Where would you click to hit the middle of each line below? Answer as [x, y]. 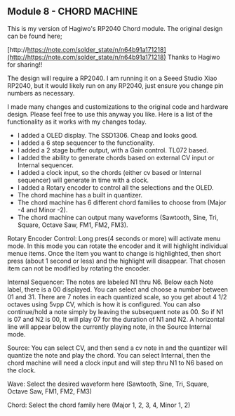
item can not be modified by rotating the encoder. [79, 268]
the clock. [22, 370]
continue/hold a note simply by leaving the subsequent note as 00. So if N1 [115, 311]
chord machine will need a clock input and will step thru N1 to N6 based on [115, 363]
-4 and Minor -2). [42, 209]
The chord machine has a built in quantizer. [80, 195]
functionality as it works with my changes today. [77, 122]
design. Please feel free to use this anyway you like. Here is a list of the [110, 114]
